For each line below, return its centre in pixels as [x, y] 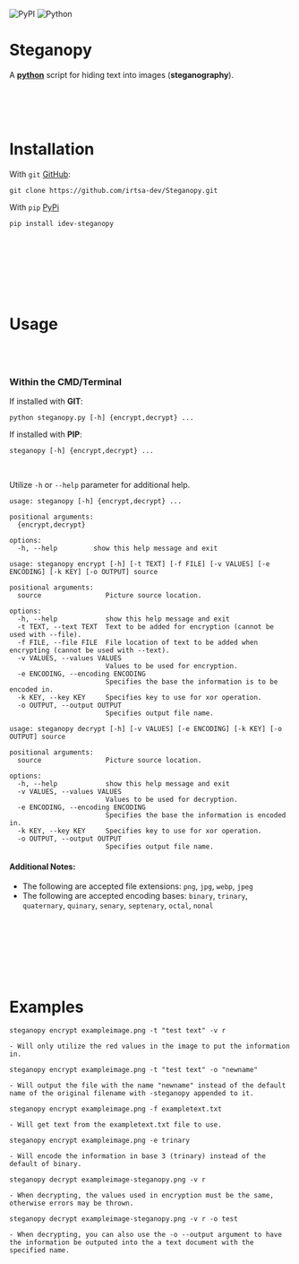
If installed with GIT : [46, 401]
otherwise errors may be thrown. [72, 1203]
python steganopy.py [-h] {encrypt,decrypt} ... [102, 418]
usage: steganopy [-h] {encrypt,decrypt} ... [95, 501]
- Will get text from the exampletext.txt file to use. [115, 1125]
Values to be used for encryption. [172, 667]
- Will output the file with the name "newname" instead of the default [148, 1085]
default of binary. [46, 1164]
